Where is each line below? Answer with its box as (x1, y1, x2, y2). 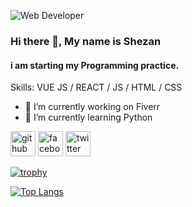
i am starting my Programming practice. (10, 59, 180, 71)
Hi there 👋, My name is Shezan (10, 34, 162, 48)
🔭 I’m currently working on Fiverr (24, 101, 161, 113)
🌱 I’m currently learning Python (24, 111, 153, 124)
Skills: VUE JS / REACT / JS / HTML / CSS (10, 81, 183, 94)
